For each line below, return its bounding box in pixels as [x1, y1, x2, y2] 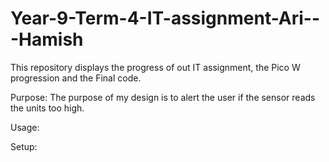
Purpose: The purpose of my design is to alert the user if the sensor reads [10, 91, 316, 103]
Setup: [10, 140, 38, 152]
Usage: [10, 121, 40, 133]
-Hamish [10, 28, 84, 51]
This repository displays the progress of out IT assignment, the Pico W [10, 61, 301, 73]
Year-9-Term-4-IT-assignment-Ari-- [10, 7, 321, 30]
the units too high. [10, 102, 85, 114]
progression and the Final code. [10, 72, 142, 84]
